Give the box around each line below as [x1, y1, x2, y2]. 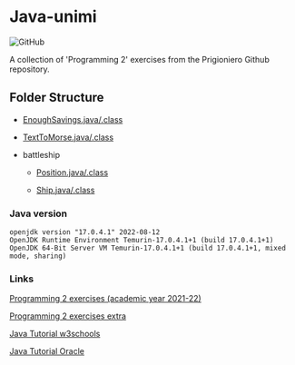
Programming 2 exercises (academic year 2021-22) [9, 293, 202, 304]
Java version [9, 207, 68, 220]
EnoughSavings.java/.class [22, 113, 123, 124]
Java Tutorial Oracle [9, 346, 84, 357]
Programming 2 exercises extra [9, 311, 127, 321]
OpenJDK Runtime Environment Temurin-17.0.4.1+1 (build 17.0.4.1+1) [9, 236, 274, 245]
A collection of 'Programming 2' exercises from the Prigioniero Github [9, 54, 270, 64]
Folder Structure [9, 90, 104, 105]
